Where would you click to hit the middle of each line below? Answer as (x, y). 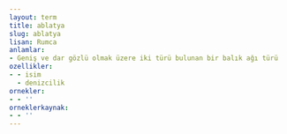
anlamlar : (27, 50)
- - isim (25, 75)
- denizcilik (41, 83)
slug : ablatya (35, 33)
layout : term (33, 17)
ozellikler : (31, 67)
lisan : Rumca (33, 42)
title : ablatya (37, 26)
